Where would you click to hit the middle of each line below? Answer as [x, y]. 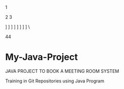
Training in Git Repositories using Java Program [55, 81]
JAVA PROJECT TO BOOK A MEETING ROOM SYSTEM [62, 71]
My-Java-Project [42, 57]
